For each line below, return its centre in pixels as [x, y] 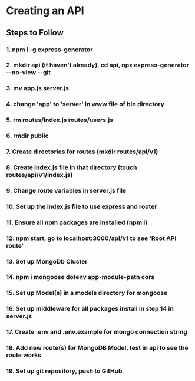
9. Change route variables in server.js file [66, 190]
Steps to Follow [35, 33]
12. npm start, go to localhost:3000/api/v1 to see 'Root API [91, 238]
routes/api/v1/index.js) [39, 175]
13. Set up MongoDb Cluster [47, 261]
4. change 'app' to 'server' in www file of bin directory [85, 104]
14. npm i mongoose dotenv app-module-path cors [80, 277]
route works [24, 355]
